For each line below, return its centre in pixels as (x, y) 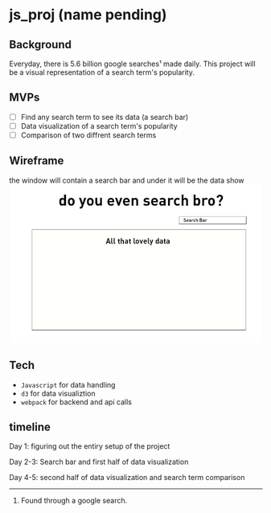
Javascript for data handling (68, 384)
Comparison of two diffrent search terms (88, 135)
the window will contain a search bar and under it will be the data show (127, 180)
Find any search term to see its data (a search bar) (105, 117)
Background (40, 45)
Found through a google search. (74, 501)
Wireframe (37, 161)
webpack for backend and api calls (76, 402)
